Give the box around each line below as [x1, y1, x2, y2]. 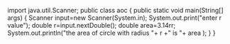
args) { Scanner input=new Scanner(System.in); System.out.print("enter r [7, 13, 222, 22]
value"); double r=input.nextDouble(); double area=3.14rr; [7, 21, 176, 29]
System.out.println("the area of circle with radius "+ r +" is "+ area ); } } [7, 28, 216, 37]
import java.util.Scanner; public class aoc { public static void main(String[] [7, 6, 224, 14]
